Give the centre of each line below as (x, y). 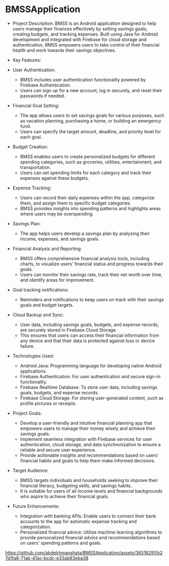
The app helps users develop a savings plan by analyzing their (85, 233)
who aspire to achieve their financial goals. (65, 496)
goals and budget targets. (47, 305)
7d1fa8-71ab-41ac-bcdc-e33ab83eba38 (47, 558)
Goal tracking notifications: (41, 290)
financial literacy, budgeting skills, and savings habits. (76, 486)
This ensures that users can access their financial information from (90, 335)
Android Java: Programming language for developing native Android (91, 366)
